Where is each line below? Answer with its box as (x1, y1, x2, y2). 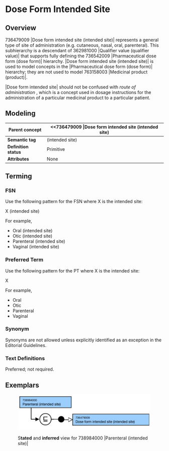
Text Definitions (5, 354, 45, 362)
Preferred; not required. (5, 366, 54, 373)
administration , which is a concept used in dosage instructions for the (5, 89, 151, 95)
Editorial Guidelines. (5, 342, 47, 348)
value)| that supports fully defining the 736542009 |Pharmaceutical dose (5, 53, 157, 59)
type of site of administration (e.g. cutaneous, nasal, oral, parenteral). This (5, 42, 159, 48)
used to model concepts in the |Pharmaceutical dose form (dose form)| (5, 64, 153, 69)
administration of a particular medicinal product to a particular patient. (5, 95, 151, 101)
